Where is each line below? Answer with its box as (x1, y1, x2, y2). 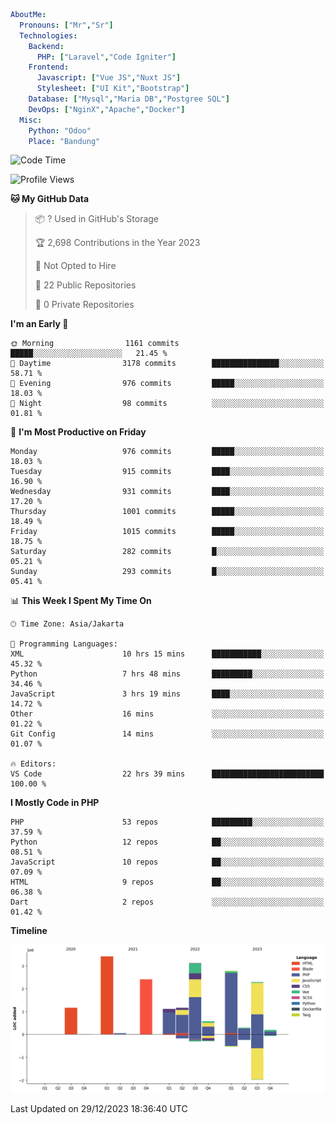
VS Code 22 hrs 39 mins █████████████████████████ (10, 769, 325, 779)
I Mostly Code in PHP (10, 797, 100, 809)
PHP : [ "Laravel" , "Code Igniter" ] (36, 52, 177, 62)
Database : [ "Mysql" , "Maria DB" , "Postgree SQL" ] (28, 94, 230, 104)
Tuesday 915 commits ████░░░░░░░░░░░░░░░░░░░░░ (10, 467, 325, 477)
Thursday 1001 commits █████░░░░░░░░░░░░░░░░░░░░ (10, 507, 325, 517)
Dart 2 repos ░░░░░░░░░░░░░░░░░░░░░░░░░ (10, 897, 325, 908)
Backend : (28, 41, 65, 51)
